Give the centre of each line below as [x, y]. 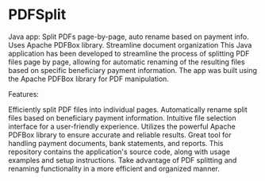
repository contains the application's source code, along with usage [119, 152]
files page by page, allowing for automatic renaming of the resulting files [127, 62]
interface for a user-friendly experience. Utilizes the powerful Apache [122, 126]
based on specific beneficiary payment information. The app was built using [133, 70]
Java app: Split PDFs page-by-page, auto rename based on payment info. [129, 37]
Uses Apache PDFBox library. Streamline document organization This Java [130, 44]
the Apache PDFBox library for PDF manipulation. [88, 79]
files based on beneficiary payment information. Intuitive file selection [122, 117]
